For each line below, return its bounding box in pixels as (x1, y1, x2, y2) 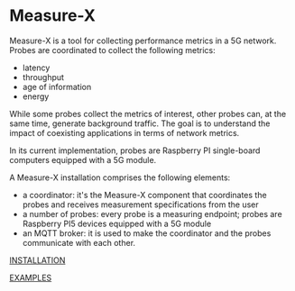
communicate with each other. (22, 237, 136, 248)
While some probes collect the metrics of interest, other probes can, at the (9, 108, 287, 119)
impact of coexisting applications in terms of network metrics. (9, 127, 240, 138)
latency (22, 62, 51, 73)
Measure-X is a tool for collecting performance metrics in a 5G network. (9, 35, 277, 46)
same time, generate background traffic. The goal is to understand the (9, 118, 271, 129)
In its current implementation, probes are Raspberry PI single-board (9, 145, 261, 156)
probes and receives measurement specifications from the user (22, 199, 259, 210)
